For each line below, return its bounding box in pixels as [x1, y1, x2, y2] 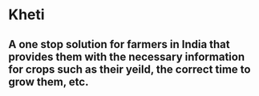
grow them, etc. [8, 74, 89, 89]
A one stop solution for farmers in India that [8, 38, 230, 51]
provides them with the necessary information [8, 50, 245, 63]
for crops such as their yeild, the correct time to [8, 62, 251, 76]
